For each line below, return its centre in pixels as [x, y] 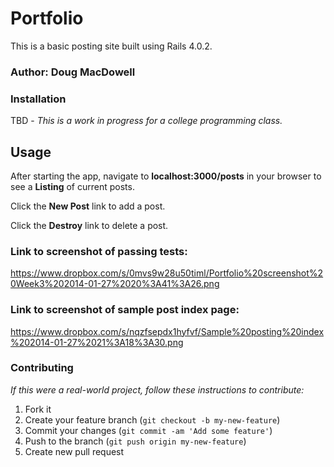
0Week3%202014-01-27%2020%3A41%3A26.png [115, 284]
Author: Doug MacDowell [73, 72]
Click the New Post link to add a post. [88, 206]
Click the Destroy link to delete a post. [89, 225]
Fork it [38, 409]
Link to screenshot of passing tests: [99, 251]
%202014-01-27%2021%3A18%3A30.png [97, 342]
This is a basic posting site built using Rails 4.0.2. [111, 46]
